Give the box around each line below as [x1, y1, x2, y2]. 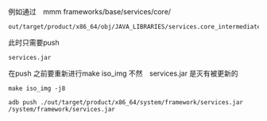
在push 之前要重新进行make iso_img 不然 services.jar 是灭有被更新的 [8, 68, 238, 78]
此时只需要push [8, 38, 60, 47]
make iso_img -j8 [8, 84, 66, 92]
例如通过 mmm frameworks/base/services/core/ [8, 7, 172, 16]
